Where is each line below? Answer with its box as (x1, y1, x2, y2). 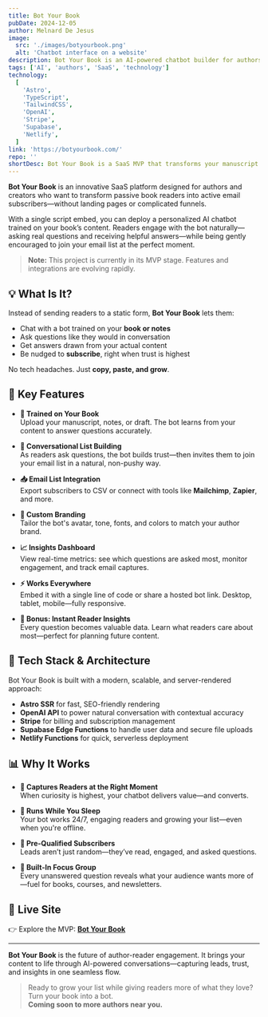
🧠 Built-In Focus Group (19, 863, 97, 873)
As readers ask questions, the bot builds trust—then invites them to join (19, 449, 255, 459)
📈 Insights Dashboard (19, 542, 96, 552)
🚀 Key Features (8, 388, 85, 402)
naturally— (209, 223, 245, 232)
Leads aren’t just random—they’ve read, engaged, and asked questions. (19, 847, 257, 857)
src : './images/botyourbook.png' (15, 42, 127, 49)
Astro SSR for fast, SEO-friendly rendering (19, 699, 160, 709)
